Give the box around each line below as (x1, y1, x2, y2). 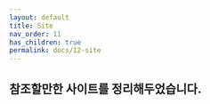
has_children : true (9, 37, 82, 47)
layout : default (9, 12, 69, 22)
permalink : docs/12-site (9, 46, 101, 55)
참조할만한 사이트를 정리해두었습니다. (9, 81, 202, 96)
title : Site (9, 21, 53, 30)
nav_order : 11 (9, 29, 62, 38)
